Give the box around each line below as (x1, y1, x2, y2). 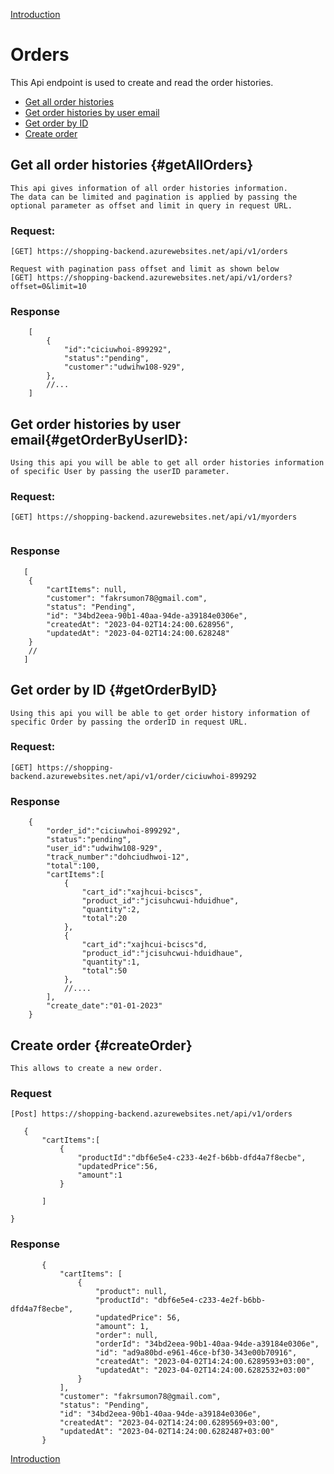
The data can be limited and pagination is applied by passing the (10, 192, 298, 202)
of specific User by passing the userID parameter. (10, 467, 230, 477)
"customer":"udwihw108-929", (63, 362, 186, 373)
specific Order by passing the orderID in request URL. (10, 717, 248, 727)
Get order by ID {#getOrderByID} (10, 682, 218, 699)
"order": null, (95, 1330, 159, 1340)
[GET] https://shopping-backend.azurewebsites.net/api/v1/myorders (10, 512, 298, 523)
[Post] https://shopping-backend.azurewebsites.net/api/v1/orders (10, 1109, 293, 1119)
